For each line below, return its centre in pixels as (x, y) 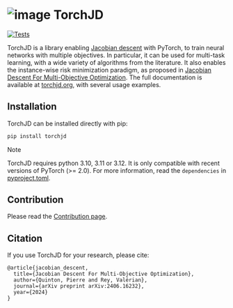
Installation (32, 107)
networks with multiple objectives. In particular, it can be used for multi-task (116, 55)
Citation (25, 238)
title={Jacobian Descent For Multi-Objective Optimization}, (104, 274)
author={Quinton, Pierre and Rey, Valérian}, (81, 280)
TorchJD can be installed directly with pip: (67, 123)
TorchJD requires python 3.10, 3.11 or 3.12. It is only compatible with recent (114, 163)
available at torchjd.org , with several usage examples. (84, 84)
